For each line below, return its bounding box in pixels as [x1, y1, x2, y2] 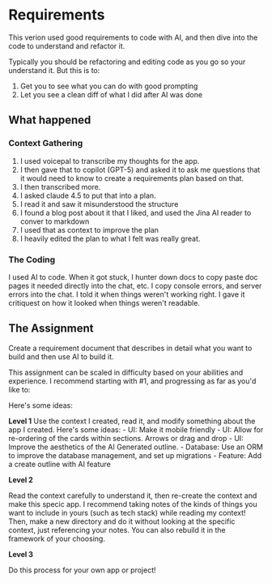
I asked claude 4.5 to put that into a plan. [19, 191, 156, 200]
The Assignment [8, 322, 95, 336]
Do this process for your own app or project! [8, 565, 156, 575]
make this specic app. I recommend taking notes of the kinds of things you [8, 499, 257, 508]
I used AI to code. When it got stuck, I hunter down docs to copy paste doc [8, 272, 258, 281]
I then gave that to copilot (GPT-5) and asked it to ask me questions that [19, 165, 261, 174]
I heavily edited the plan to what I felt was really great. [19, 234, 201, 243]
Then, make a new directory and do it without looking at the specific [8, 517, 236, 526]
